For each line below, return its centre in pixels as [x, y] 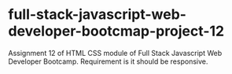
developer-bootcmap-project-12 [116, 31]
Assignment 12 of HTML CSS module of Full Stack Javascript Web [115, 53]
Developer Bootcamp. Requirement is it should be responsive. [108, 61]
